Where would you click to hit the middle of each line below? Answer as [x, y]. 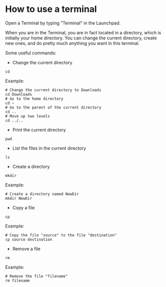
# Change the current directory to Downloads [53, 90]
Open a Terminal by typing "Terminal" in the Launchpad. [63, 23]
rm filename [17, 281]
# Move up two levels [28, 116]
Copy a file [23, 207]
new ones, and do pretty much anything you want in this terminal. [72, 43]
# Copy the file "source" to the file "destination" [61, 235]
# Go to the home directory [34, 99]
